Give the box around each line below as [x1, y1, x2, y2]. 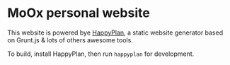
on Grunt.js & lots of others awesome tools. [7, 35, 133, 44]
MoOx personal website [7, 5, 150, 21]
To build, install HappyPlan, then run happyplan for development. [7, 49, 195, 58]
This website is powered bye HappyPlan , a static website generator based [7, 28, 224, 37]
